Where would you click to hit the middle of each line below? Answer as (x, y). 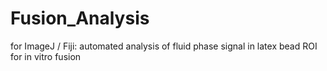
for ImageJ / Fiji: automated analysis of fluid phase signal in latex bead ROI (164, 46)
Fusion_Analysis (80, 18)
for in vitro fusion (46, 56)
